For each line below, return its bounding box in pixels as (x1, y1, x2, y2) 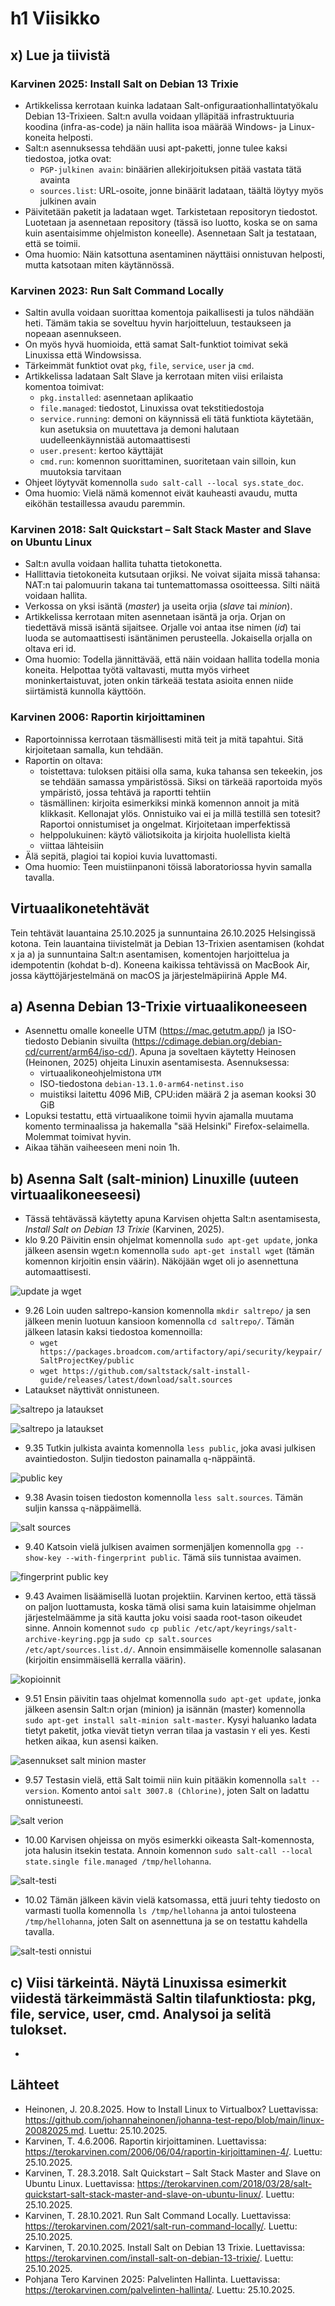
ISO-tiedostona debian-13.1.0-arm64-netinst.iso (39, 1078, 244, 1090)
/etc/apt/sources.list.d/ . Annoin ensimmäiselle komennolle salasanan (24, 1643, 322, 1656)
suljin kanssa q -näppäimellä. (24, 1502, 142, 1514)
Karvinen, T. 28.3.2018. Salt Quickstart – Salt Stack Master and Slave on (24, 2167, 321, 2179)
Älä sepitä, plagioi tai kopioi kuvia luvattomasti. (24, 850, 218, 862)
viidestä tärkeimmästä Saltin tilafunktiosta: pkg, (10, 1990, 317, 2007)
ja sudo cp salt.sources (112, 1633, 213, 1645)
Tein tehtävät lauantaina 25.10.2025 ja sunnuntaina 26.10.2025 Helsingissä (10, 927, 316, 939)
